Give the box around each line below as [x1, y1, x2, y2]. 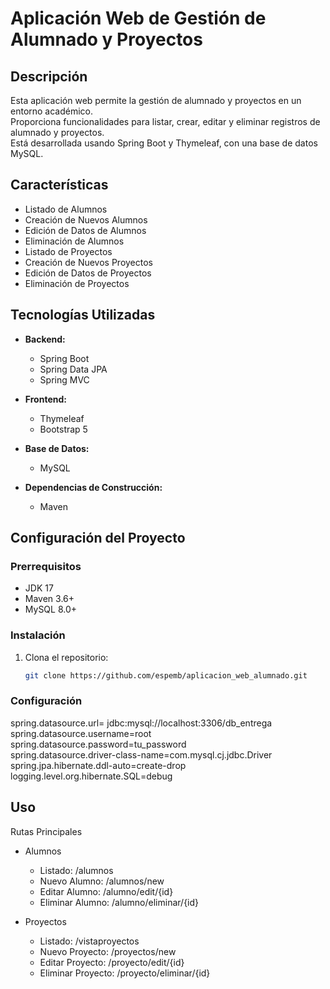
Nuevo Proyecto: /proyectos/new [39, 945, 177, 957]
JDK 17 [24, 582, 54, 594]
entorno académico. [10, 105, 94, 117]
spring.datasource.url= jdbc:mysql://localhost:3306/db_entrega [10, 717, 273, 729]
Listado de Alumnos [24, 203, 108, 215]
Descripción [10, 68, 88, 85]
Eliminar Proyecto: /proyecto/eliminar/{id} [39, 967, 211, 979]
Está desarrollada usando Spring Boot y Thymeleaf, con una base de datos [10, 137, 318, 149]
